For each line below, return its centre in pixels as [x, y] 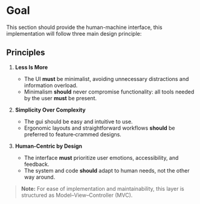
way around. [40, 177]
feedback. [37, 164]
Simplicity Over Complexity [50, 110]
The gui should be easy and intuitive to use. [78, 121]
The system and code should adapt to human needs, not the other [107, 170]
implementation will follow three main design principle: [74, 33]
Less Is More [31, 67]
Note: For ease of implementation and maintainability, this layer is [102, 188]
